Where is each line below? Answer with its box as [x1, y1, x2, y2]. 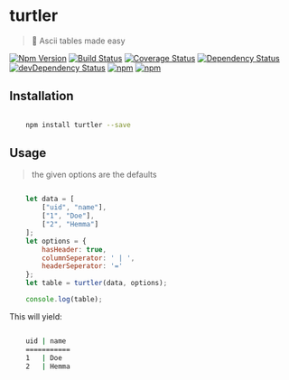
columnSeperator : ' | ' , [42, 254, 135, 263]
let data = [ [25, 195, 75, 204]
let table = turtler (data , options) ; [25, 279, 168, 288]
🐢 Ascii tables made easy [31, 35, 126, 46]
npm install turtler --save [25, 120, 131, 129]
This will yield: [9, 310, 63, 321]
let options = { [25, 236, 88, 246]
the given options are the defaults [31, 169, 157, 181]
